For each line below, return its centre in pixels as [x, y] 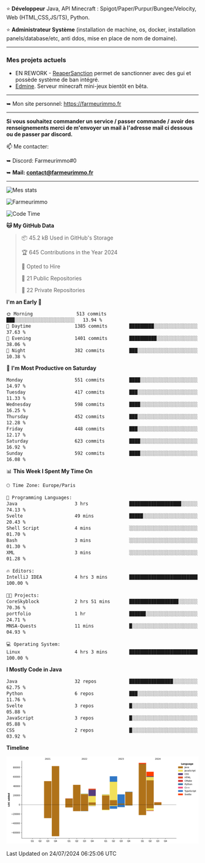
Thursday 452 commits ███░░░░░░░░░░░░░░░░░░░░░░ [102, 417]
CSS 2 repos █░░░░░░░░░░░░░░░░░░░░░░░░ [102, 730]
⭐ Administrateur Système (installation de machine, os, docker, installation [101, 30]
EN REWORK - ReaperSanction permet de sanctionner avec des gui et [103, 73]
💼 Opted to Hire [41, 266]
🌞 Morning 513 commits [56, 314]
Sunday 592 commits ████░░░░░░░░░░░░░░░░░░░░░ [102, 454]
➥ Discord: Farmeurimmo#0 [41, 161]
